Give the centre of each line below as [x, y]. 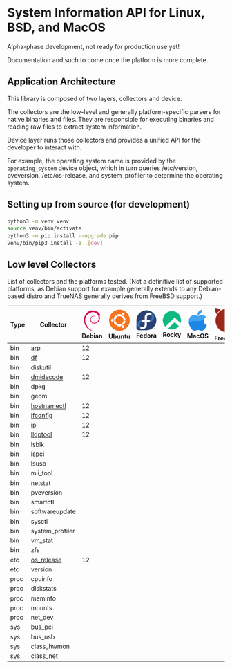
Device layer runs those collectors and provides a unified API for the [104, 140]
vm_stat [42, 540]
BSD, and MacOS [56, 27]
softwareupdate [53, 512]
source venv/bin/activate [44, 229]
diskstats [43, 589]
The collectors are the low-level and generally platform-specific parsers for [114, 111]
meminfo [43, 598]
